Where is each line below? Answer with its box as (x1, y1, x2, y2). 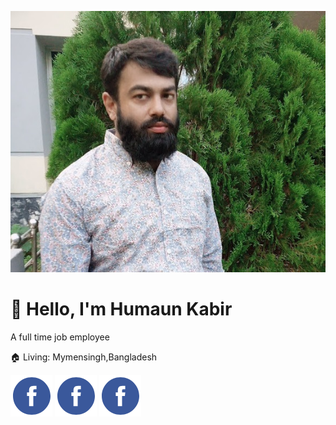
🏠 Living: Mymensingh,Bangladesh (10, 351, 158, 363)
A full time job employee (10, 331, 110, 343)
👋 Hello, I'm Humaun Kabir (10, 298, 233, 321)
